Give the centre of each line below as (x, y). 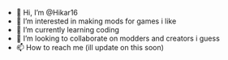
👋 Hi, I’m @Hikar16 (47, 13)
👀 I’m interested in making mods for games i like (96, 21)
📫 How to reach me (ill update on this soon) (90, 47)
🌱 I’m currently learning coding (68, 30)
